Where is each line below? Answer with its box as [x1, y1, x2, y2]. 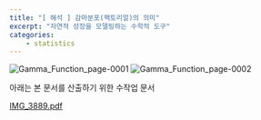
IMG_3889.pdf [9, 101, 64, 112]
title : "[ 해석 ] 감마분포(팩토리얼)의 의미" [9, 13, 160, 23]
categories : [9, 30, 55, 39]
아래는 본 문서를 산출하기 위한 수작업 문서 [9, 83, 156, 94]
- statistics [25, 38, 75, 48]
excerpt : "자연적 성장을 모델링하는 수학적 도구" [9, 22, 171, 31]
